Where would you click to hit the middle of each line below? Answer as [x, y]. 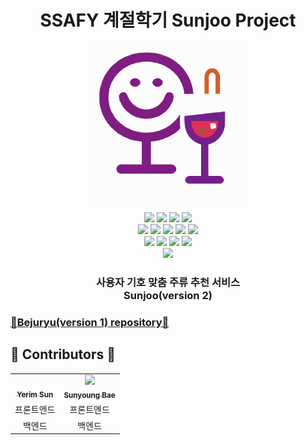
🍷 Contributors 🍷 [63, 354]
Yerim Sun [35, 395]
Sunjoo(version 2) [168, 295]
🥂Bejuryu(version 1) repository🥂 [90, 322]
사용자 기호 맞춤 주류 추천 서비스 [168, 282]
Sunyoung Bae [89, 396]
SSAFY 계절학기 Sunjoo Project [168, 20]
